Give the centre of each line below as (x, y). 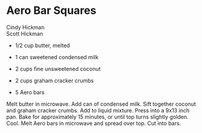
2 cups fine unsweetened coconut (58, 69)
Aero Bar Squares (52, 11)
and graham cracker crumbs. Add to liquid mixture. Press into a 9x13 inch (98, 110)
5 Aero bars (30, 92)
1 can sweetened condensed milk (57, 57)
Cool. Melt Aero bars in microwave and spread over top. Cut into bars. (94, 123)
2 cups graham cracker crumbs (54, 80)
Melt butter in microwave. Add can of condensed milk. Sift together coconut (101, 104)
